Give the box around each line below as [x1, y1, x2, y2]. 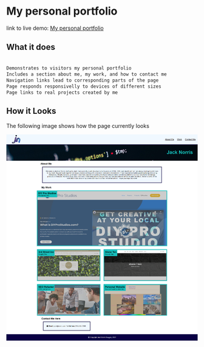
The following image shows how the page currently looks [6, 122, 150, 129]
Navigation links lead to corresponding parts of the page [6, 77, 159, 83]
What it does [6, 42, 56, 52]
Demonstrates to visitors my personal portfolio [6, 65, 132, 71]
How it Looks [6, 106, 56, 116]
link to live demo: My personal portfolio [6, 24, 104, 32]
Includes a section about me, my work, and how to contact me [6, 71, 167, 77]
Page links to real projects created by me [6, 89, 118, 96]
